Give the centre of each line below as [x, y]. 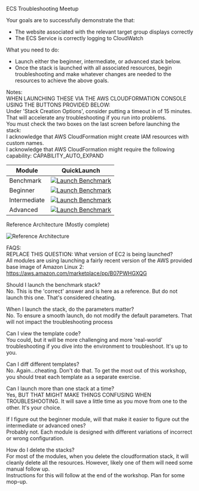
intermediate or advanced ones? [46, 425]
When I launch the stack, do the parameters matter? [70, 309]
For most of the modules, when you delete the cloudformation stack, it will [97, 456]
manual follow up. [28, 469]
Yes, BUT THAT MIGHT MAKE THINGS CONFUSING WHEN [79, 395]
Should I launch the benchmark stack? [53, 285]
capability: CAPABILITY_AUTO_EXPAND [55, 156]
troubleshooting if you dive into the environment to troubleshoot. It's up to [97, 346]
